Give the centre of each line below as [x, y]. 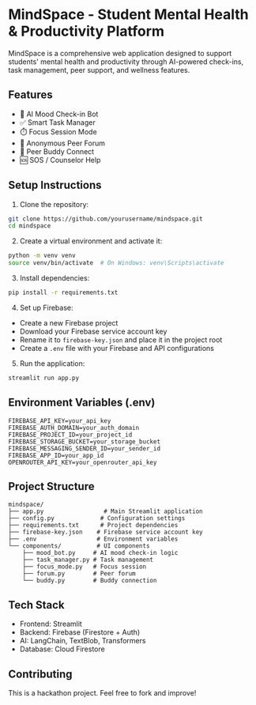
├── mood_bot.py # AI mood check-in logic [100, 553]
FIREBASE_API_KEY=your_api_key [60, 420]
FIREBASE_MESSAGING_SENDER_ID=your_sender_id [84, 448]
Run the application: [52, 363]
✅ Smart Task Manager [58, 122]
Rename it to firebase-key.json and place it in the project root [121, 339]
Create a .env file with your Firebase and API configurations [117, 348]
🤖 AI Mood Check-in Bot [59, 114]
